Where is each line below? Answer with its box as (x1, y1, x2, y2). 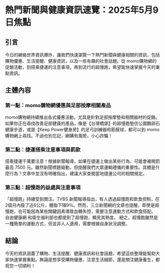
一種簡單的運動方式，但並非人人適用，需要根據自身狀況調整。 (5, 221, 130, 227)
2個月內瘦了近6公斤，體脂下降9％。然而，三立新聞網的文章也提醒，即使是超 (5, 202, 160, 208)
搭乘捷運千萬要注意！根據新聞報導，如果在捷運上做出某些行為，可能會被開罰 (5, 158, 160, 164)
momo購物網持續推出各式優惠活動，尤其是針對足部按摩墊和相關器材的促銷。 (5, 114, 160, 120)
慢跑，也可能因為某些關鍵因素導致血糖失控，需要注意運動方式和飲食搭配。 (5, 209, 156, 214)
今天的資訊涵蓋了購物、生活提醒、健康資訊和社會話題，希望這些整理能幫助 (5, 250, 156, 256)
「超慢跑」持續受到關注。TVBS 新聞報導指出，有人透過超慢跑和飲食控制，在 (5, 196, 160, 202)
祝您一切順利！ (5, 263, 35, 269)
